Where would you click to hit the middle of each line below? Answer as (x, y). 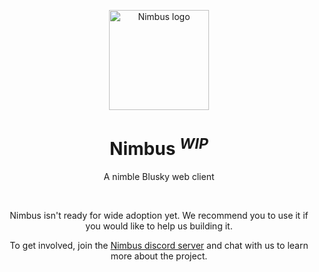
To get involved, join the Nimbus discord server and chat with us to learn (159, 246)
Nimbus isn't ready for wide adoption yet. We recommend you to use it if (159, 216)
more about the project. (159, 256)
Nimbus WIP (159, 147)
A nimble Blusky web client (159, 177)
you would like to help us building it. (159, 226)
